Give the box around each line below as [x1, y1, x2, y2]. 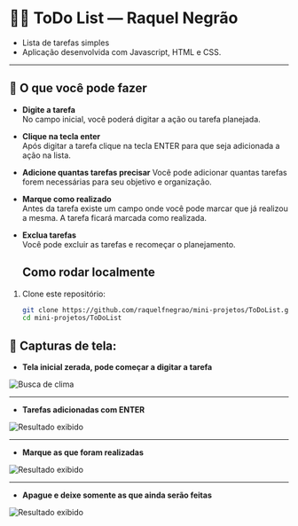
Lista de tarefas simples [21, 37, 110, 48]
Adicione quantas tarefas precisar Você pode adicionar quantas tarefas [21, 167, 287, 177]
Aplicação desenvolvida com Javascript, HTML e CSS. [21, 46, 222, 57]
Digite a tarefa [21, 104, 75, 114]
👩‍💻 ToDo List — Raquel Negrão [9, 8, 239, 28]
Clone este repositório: [21, 288, 106, 299]
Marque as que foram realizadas [21, 447, 145, 458]
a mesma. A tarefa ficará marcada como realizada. [21, 212, 207, 223]
